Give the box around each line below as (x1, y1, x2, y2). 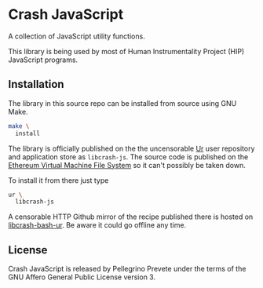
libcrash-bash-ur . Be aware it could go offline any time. (8, 221, 187, 230)
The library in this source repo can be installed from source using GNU (8, 98, 237, 108)
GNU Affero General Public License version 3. (8, 272, 155, 282)
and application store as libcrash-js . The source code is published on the (8, 151, 249, 162)
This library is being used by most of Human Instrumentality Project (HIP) (8, 46, 245, 56)
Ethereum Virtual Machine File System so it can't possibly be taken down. (8, 160, 246, 170)
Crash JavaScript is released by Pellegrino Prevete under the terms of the (8, 264, 247, 274)
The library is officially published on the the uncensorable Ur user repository (8, 144, 255, 153)
